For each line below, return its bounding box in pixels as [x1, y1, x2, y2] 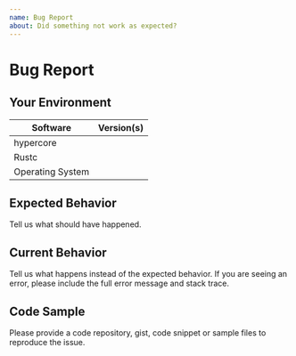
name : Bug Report [9, 12, 74, 22]
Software [31, 121, 71, 133]
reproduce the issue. [9, 336, 86, 347]
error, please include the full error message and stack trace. [9, 278, 230, 289]
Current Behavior [9, 245, 107, 260]
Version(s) [97, 121, 144, 133]
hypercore [13, 136, 57, 149]
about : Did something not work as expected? [9, 21, 177, 30]
